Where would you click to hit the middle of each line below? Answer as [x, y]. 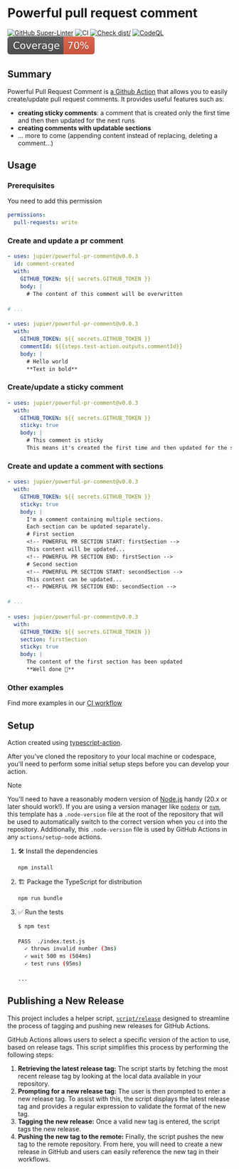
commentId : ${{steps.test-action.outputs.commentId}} [101, 347]
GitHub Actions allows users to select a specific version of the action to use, [119, 1040]
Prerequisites [31, 186]
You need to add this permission [55, 201]
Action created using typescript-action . [65, 743]
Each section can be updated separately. [89, 527]
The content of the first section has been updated [104, 662]
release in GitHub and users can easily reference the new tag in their [118, 1151]
